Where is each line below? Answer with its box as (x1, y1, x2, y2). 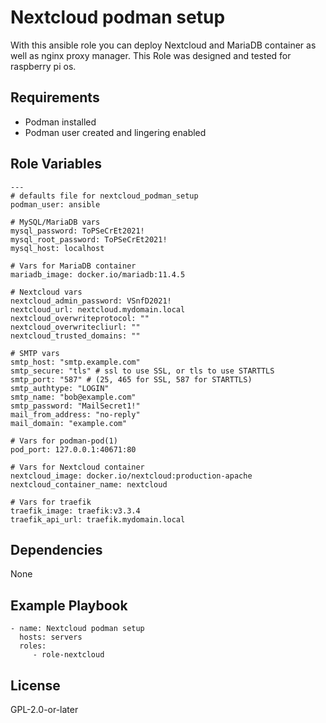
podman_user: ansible (10, 199, 101, 210)
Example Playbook (10, 597, 128, 614)
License (10, 677, 61, 694)
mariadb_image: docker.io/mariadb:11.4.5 (10, 269, 186, 280)
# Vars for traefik (10, 497, 92, 507)
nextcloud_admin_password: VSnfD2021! (10, 296, 172, 306)
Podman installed (24, 116, 97, 128)
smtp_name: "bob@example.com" (10, 392, 137, 402)
